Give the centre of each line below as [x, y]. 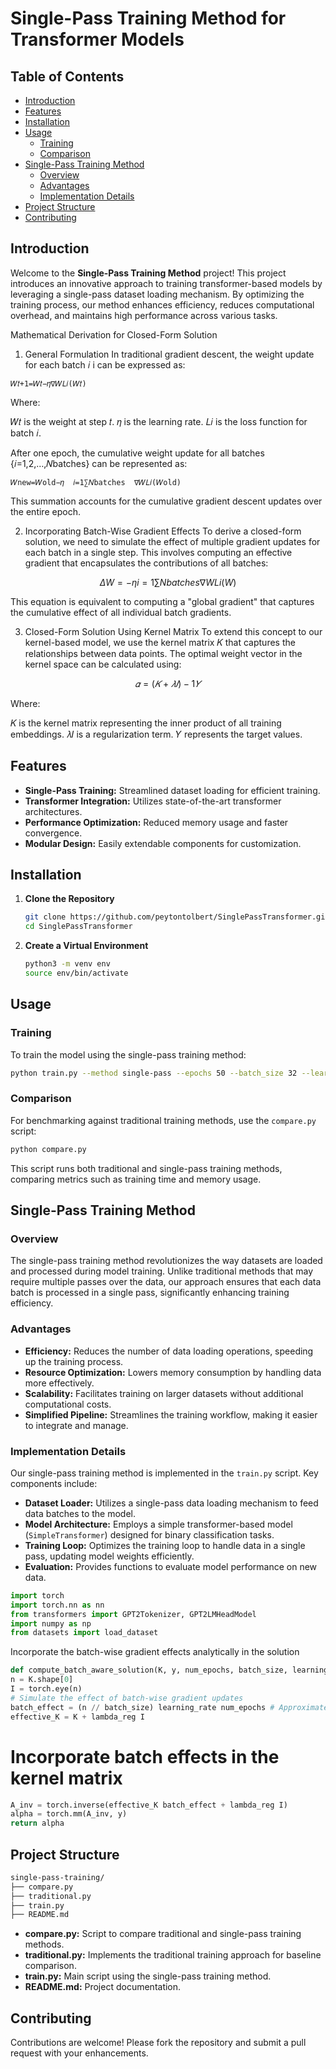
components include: [54, 1483]
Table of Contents [67, 76]
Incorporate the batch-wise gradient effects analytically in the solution [155, 1652]
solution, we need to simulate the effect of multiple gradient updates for [172, 541]
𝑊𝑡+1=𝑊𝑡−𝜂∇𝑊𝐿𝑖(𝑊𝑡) [48, 383]
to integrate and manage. [76, 1425]
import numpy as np [51, 1623]
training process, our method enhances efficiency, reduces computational [162, 304]
